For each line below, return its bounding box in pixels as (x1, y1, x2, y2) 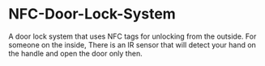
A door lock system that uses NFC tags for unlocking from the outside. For (8, 31, 257, 41)
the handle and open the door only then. (8, 48, 143, 58)
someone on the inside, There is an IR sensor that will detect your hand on (8, 39, 257, 49)
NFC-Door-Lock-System (8, 5, 176, 23)
